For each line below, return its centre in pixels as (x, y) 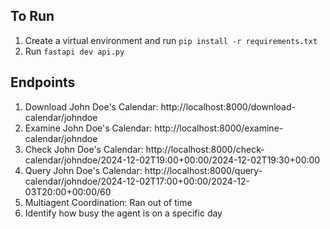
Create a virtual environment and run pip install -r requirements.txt (171, 40)
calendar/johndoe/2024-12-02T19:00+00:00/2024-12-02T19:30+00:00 (172, 160)
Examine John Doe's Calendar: (88, 128)
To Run (32, 16)
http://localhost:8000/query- (203, 170)
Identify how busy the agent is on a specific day (123, 213)
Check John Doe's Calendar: (84, 149)
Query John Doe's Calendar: (83, 170)
